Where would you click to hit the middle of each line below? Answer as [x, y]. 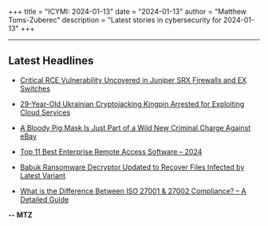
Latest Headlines [51, 61]
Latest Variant [43, 175]
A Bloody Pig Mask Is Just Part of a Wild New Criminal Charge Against [135, 127]
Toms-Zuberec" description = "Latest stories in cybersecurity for [115, 20]
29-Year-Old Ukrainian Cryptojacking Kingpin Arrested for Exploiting [132, 103]
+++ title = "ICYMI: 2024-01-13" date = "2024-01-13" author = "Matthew [128, 12]
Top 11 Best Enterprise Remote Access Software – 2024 [111, 151]
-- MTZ [21, 215]
